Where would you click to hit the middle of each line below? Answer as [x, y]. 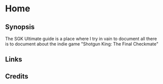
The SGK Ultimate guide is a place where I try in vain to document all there [81, 39]
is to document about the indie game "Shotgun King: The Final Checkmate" [82, 44]
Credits [17, 76]
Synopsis [20, 27]
